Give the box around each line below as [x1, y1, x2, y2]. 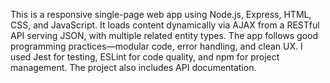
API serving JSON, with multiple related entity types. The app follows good [10, 30, 319, 41]
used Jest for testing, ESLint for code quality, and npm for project [10, 51, 280, 63]
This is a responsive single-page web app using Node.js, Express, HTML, [10, 9, 312, 20]
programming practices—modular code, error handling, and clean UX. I [10, 40, 303, 52]
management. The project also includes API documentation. [10, 62, 257, 73]
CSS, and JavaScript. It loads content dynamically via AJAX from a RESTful [10, 19, 320, 31]
